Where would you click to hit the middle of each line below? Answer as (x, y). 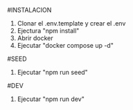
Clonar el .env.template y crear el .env (71, 23)
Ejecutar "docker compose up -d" (65, 45)
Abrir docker (35, 38)
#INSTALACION (29, 10)
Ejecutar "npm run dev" (51, 99)
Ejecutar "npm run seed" (52, 72)
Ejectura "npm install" (48, 31)
